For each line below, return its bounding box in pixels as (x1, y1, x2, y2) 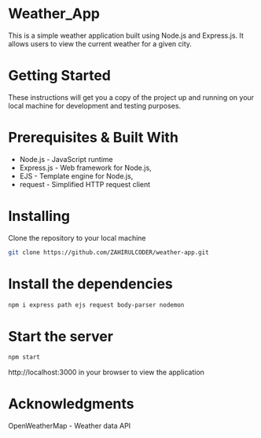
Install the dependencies (8, 274, 173, 293)
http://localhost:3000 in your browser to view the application (8, 367, 204, 377)
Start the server (8, 327, 114, 345)
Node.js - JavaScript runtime (19, 154, 113, 164)
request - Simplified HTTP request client (19, 179, 151, 189)
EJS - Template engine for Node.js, (19, 171, 134, 181)
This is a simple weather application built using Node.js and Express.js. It (8, 31, 244, 40)
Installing (8, 208, 71, 225)
